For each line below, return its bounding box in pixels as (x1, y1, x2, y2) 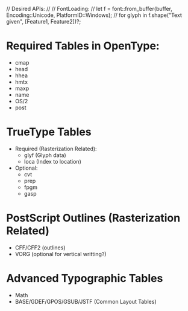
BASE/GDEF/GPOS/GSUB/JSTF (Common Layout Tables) (14, 298, 157, 305)
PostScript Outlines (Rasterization (6, 211, 181, 225)
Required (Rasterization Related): (14, 145, 98, 152)
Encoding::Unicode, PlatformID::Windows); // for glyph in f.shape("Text (6, 11, 183, 19)
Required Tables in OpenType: (6, 39, 160, 53)
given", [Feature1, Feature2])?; (6, 18, 81, 25)
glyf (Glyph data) (23, 151, 66, 159)
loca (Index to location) (23, 158, 81, 165)
